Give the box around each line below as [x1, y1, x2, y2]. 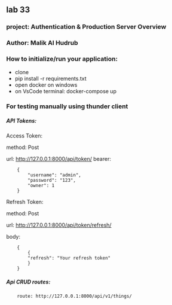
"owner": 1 [27, 182, 55, 189]
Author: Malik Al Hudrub [6, 39, 79, 47]
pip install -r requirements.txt [14, 75, 87, 82]
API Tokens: [6, 117, 37, 124]
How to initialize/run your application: [6, 55, 118, 63]
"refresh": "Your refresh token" [27, 255, 111, 261]
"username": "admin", [27, 172, 82, 178]
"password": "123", [27, 178, 76, 184]
